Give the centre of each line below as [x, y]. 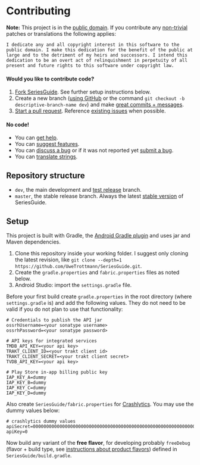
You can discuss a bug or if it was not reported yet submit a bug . [94, 151]
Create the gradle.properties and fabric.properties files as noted [97, 272]
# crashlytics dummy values [41, 421]
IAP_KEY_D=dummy [26, 393]
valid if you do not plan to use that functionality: [65, 309]
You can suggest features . [47, 144]
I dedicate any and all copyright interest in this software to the [93, 45]
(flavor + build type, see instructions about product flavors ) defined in [92, 449]
